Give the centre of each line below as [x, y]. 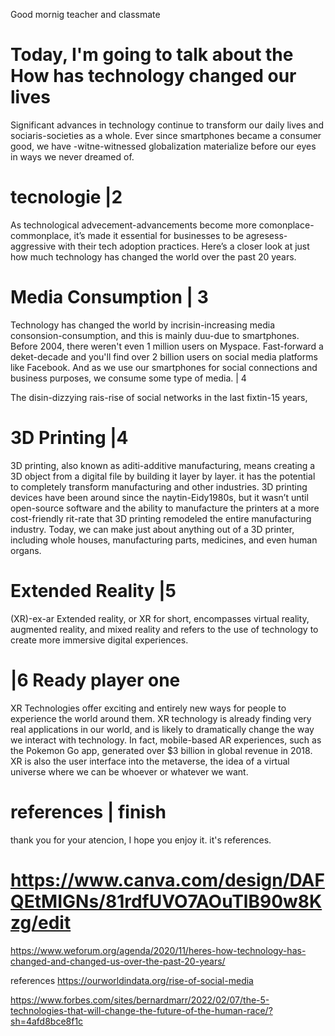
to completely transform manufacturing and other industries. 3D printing [159, 486]
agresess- [266, 235]
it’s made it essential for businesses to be [158, 235]
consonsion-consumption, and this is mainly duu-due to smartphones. [155, 335]
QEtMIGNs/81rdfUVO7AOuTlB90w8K [166, 901]
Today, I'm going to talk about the [152, 55]
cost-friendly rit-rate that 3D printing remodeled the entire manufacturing [161, 518]
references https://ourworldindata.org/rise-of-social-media [132, 980]
